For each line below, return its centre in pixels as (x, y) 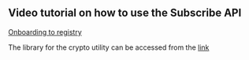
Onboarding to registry (45, 32)
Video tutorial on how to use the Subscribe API (125, 13)
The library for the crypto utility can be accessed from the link (109, 47)
